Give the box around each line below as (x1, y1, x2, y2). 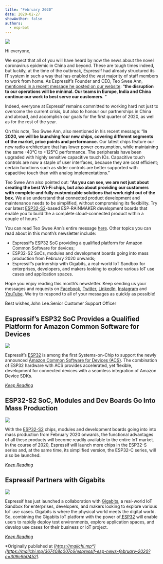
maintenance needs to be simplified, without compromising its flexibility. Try (5, 200, 158, 206)
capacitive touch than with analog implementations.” (5, 170, 110, 176)
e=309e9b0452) (5, 553, 38, 559)
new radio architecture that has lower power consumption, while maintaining (5, 144, 158, 150)
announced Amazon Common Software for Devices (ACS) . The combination (5, 357, 157, 363)
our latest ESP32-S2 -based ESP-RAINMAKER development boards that (5, 205, 147, 211)
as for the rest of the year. (5, 119, 57, 125)
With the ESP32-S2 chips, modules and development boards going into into (5, 426, 157, 432)
